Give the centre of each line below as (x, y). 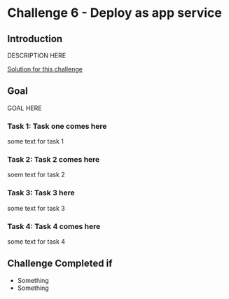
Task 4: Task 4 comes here (54, 226)
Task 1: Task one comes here (57, 126)
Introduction (35, 39)
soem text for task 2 (36, 175)
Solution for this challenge (45, 69)
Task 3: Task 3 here (41, 193)
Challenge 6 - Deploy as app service (115, 13)
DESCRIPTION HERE (37, 55)
